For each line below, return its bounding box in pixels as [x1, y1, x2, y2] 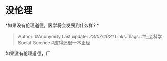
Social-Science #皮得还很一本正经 [17, 39, 91, 46]
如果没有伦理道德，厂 [5, 50, 50, 56]
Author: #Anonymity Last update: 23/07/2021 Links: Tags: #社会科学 [17, 33, 162, 39]
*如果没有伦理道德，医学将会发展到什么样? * [5, 22, 99, 28]
